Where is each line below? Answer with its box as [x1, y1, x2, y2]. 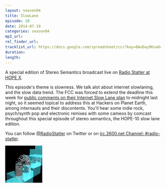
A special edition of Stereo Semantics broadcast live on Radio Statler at [5, 69, 150, 75]
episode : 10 [5, 18, 30, 23]
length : [5, 55, 21, 60]
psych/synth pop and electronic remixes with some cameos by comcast [5, 110, 152, 116]
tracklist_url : [5, 45, 37, 49]
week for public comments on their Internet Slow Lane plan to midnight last [5, 94, 158, 100]
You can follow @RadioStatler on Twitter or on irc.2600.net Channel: [5, 130, 144, 136]
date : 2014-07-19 [5, 24, 41, 29]
